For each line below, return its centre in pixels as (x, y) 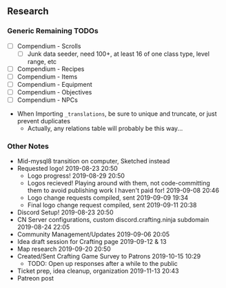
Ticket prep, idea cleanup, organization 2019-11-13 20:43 (98, 271)
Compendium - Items (47, 76)
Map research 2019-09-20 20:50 (64, 249)
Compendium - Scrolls (49, 46)
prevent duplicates (44, 121)
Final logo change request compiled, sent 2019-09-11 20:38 (112, 205)
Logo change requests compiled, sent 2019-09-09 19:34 (108, 198)
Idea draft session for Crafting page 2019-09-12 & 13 (92, 242)
